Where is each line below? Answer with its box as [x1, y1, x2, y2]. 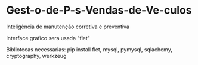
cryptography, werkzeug [6, 52, 67, 59]
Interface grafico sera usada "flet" [6, 34, 91, 41]
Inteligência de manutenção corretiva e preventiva [6, 23, 130, 30]
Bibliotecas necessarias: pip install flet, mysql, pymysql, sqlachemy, [6, 45, 173, 53]
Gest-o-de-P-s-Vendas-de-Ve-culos [6, 4, 192, 17]
